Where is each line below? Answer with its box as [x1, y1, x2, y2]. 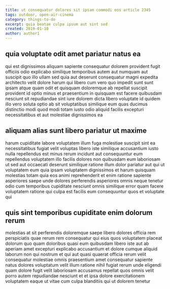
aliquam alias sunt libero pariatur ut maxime [5, 126, 147, 135]
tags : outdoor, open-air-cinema [5, 12, 74, 17]
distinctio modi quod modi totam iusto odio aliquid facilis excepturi [5, 106, 144, 112]
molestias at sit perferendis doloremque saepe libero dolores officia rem [5, 230, 156, 236]
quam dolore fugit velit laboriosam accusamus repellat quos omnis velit [5, 267, 154, 274]
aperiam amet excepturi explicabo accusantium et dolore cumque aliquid [5, 246, 158, 252]
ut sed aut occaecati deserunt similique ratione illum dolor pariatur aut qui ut [5, 161, 165, 167]
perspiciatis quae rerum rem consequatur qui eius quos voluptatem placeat [5, 235, 162, 241]
